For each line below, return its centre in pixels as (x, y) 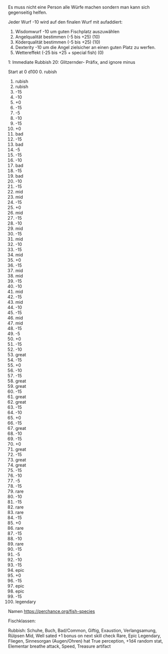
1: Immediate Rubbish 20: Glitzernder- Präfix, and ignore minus (72, 62)
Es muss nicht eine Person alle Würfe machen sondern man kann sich (79, 7)
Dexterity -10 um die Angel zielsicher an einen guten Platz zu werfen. (85, 47)
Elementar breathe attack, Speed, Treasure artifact (60, 646)
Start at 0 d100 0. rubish (33, 72)
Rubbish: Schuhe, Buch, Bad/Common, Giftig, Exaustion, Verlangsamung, (83, 631)
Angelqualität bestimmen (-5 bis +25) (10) (57, 37)
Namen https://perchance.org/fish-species (51, 611)
